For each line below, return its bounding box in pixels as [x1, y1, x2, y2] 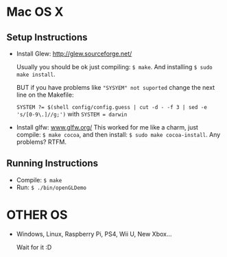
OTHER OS [6, 207, 68, 223]
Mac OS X [6, 4, 64, 20]
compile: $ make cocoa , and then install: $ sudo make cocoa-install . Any [16, 131, 221, 138]
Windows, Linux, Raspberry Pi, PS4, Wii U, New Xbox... [16, 230, 172, 238]
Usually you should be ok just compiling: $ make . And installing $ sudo [16, 63, 213, 71]
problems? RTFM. [16, 138, 67, 146]
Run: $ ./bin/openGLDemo [16, 183, 87, 191]
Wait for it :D [16, 243, 52, 251]
